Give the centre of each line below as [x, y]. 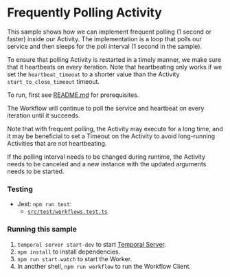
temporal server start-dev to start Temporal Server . [92, 244]
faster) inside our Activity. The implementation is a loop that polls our [105, 38]
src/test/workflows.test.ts [67, 212]
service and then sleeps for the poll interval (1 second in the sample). [105, 46]
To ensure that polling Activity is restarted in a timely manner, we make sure [114, 59]
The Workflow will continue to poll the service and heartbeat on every [106, 108]
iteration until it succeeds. [44, 115]
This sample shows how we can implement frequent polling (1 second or [109, 32]
